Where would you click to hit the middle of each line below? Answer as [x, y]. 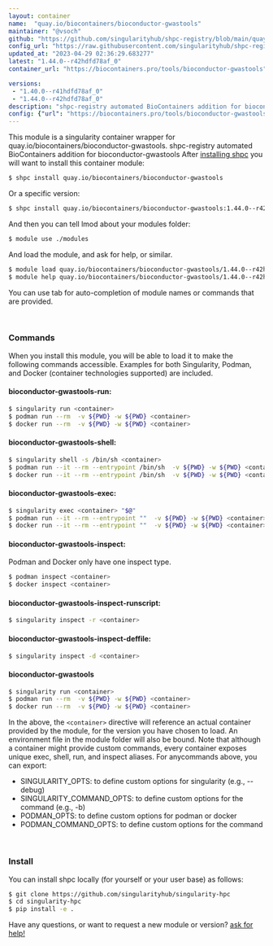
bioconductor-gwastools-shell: [63, 442]
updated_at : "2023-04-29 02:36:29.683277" [81, 54]
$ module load [32, 269]
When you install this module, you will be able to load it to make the [121, 356]
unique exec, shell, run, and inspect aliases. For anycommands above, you [133, 757]
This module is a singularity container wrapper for [92, 137]
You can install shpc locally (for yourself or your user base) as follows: [126, 879]
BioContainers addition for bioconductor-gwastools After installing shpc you [136, 155]
